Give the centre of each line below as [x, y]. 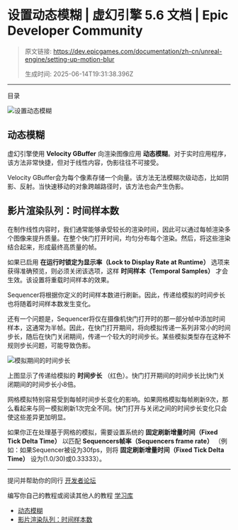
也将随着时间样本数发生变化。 [51, 303]
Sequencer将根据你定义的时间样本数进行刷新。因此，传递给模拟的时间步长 [116, 295]
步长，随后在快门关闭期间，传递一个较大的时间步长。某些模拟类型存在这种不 [119, 336]
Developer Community [75, 31]
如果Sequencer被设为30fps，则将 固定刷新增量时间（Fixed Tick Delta [122, 450]
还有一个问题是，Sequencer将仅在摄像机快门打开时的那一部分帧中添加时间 [116, 318]
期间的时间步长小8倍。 [46, 384]
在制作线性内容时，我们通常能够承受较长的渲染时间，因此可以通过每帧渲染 [116, 229]
